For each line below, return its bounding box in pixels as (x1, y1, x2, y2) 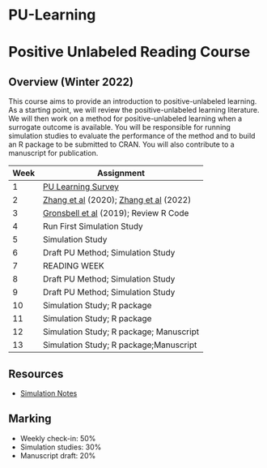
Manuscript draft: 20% (19, 450, 96, 460)
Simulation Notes (19, 389, 78, 398)
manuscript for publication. (8, 148, 99, 158)
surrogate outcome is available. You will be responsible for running (8, 122, 231, 132)
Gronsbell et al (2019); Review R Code (43, 208, 189, 219)
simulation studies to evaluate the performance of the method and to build (8, 131, 256, 141)
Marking (8, 412, 52, 426)
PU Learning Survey (43, 181, 119, 192)
